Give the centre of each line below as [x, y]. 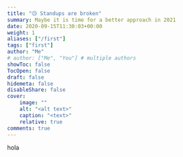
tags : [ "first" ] [30, 45]
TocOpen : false [29, 71]
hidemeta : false [30, 84]
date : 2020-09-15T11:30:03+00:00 [55, 26]
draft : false [26, 77]
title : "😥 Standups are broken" [54, 13]
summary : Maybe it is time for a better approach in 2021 [91, 20]
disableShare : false [37, 90]
